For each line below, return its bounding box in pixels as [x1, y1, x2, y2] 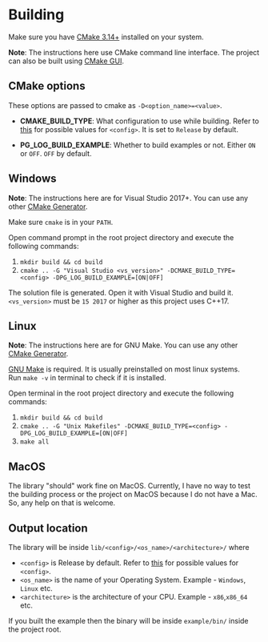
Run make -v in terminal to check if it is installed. [8, 373, 166, 383]
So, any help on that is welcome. [8, 498, 116, 508]
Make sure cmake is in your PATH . [8, 217, 114, 227]
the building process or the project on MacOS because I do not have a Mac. [8, 490, 258, 500]
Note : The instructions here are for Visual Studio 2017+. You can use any [8, 193, 249, 203]
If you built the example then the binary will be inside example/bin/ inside [8, 616, 250, 625]
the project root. [8, 624, 62, 634]
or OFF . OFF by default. [19, 148, 92, 158]
